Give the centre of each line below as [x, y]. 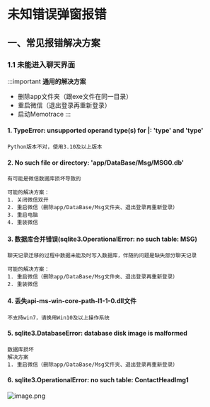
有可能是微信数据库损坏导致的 [44, 179]
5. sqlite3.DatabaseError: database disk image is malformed [97, 334]
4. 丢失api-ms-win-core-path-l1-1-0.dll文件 [72, 301]
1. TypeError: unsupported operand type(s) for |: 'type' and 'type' [105, 131]
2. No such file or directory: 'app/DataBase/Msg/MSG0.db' [96, 163]
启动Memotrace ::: [44, 114]
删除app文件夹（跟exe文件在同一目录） [75, 96]
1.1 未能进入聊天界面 [41, 64]
